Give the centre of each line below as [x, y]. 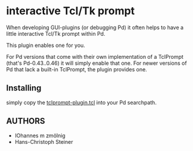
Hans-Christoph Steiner [44, 141]
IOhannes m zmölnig [40, 136]
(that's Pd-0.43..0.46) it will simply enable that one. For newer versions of [96, 63]
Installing [24, 88]
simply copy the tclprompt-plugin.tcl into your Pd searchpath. [81, 102]
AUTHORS [26, 121]
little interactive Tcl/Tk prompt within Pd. [56, 33]
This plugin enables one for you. [46, 45]
